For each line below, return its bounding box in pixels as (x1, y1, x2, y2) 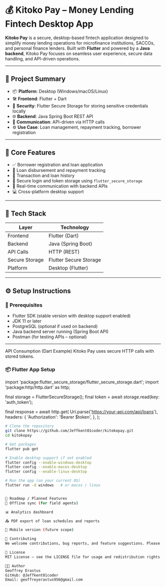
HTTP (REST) (48, 249, 80, 256)
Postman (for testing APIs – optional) (12, 334, 87, 340)
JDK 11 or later (12, 318, 42, 324)
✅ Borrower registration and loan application (12, 161, 103, 167)
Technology (60, 224, 89, 231)
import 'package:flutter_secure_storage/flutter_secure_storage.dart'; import (5, 379, 159, 385)
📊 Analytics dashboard (5, 509, 53, 515)
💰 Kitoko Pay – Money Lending (5, 4, 134, 16)
